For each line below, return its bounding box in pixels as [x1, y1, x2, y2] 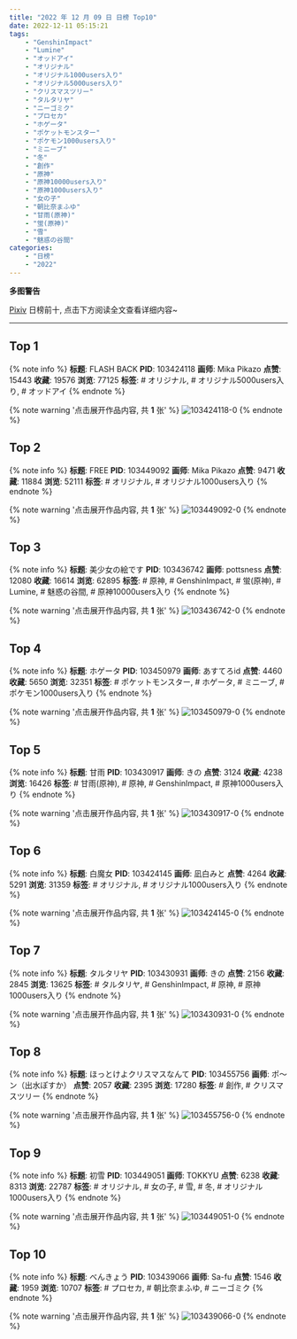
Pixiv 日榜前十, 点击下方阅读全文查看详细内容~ [9, 304, 179, 315]
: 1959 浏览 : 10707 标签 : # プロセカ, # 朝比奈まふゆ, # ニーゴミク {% [17, 1282, 263, 1293]
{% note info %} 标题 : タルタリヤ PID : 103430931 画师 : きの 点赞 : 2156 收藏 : [9, 968, 286, 978]
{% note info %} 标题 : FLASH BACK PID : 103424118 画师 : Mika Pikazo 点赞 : [9, 363, 281, 374]
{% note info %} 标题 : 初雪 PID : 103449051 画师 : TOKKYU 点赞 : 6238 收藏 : [9, 1171, 280, 1181]
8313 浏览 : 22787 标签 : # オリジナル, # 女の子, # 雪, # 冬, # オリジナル [9, 1181, 263, 1192]
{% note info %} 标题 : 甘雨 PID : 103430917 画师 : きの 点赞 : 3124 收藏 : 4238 [9, 767, 283, 777]
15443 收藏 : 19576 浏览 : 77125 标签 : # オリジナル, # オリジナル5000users [9, 374, 277, 385]
